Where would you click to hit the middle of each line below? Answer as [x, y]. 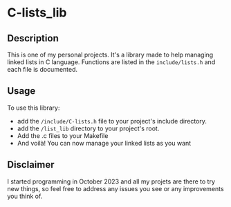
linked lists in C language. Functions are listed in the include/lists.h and [111, 62]
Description [33, 38]
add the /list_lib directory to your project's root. [88, 128]
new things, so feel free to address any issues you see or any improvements [115, 188]
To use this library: [34, 108]
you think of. [25, 196]
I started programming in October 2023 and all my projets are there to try [111, 181]
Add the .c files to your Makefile [63, 135]
